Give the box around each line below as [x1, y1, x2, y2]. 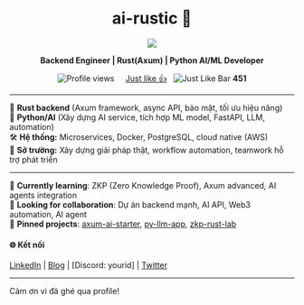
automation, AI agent [9, 208, 88, 219]
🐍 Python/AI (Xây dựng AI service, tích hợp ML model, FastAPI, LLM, [9, 112, 265, 123]
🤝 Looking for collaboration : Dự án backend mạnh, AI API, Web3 [9, 199, 252, 210]
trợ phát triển [9, 153, 58, 165]
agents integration [9, 189, 78, 200]
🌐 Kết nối [9, 239, 45, 250]
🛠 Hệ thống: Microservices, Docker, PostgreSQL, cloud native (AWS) [9, 131, 269, 143]
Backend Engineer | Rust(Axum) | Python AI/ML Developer [40, 54, 264, 66]
